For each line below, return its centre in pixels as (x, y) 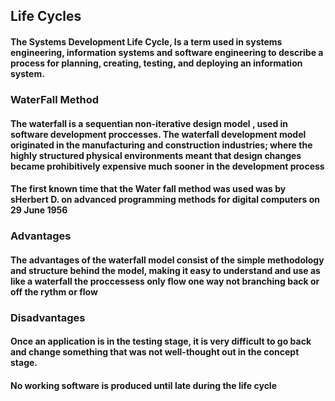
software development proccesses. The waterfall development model (158, 134)
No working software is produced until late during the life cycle (144, 385)
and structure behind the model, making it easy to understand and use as (165, 270)
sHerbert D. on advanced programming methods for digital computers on (165, 200)
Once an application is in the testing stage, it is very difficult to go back (161, 341)
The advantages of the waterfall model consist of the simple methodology (167, 260)
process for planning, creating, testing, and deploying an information (156, 63)
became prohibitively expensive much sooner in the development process (167, 166)
